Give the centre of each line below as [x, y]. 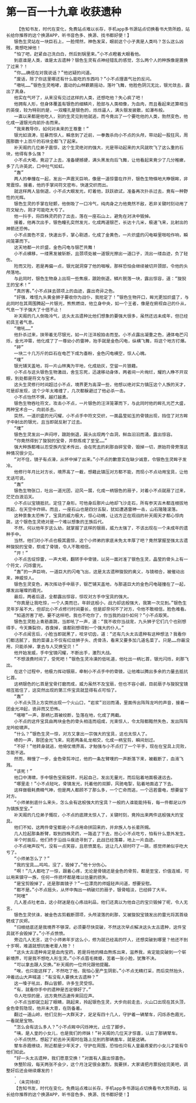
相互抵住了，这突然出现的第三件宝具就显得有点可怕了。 [63, 690]
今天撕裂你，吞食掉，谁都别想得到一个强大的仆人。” [72, 628]
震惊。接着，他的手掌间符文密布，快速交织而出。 [61, 185]
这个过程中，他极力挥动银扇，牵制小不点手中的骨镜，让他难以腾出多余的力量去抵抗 [103, 672]
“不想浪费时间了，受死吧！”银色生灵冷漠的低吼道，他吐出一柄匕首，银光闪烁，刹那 [99, 659]
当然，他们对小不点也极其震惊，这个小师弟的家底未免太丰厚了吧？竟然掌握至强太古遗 [101, 541]
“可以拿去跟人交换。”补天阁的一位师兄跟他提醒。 [63, 964]
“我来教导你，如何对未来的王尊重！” [51, 129]
